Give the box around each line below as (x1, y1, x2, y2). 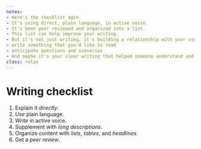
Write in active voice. (14, 117, 67, 124)
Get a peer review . (14, 136, 61, 144)
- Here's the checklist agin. (6, 14, 82, 20)
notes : (6, 8, 23, 15)
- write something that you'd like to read (6, 42, 117, 48)
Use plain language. (14, 111, 65, 118)
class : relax (6, 59, 39, 65)
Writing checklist (6, 84, 93, 98)
